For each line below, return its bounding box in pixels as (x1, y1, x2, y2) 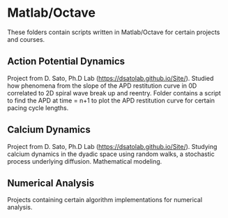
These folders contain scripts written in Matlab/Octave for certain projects (7, 28, 220, 36)
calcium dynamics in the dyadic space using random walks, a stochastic (7, 150, 215, 158)
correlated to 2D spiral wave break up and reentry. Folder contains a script (7, 88, 221, 97)
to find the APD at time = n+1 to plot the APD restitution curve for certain (7, 96, 215, 104)
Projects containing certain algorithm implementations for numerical (7, 196, 203, 204)
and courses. (7, 35, 45, 43)
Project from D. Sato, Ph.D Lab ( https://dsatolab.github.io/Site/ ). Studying (7, 142, 218, 150)
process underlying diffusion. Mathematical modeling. (7, 157, 162, 165)
